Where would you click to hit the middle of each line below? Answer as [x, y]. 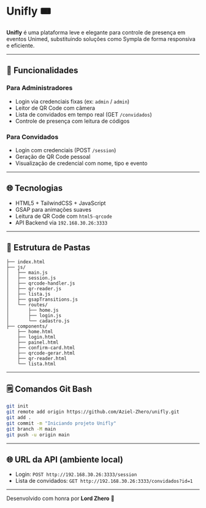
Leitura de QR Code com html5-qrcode [63, 216]
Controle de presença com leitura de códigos [72, 121]
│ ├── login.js [34, 315]
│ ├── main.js [27, 272]
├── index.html [26, 262]
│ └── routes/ [27, 305]
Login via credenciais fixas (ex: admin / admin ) [72, 101]
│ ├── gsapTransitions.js [42, 299]
